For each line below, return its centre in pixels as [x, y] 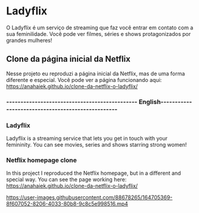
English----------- [165, 102]
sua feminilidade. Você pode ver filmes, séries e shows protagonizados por [99, 34]
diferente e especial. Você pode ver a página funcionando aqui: [84, 80]
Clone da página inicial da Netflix [69, 59]
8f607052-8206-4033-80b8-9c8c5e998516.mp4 [67, 204]
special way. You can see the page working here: [66, 179]
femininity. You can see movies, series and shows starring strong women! [97, 144]
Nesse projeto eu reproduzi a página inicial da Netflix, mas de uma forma [96, 74]
